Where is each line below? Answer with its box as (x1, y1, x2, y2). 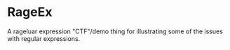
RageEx (7, 4, 53, 20)
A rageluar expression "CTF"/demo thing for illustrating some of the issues (7, 27, 223, 35)
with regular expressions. (7, 34, 81, 42)
